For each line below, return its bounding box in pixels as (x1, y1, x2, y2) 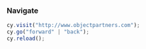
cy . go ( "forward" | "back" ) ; (6, 28, 90, 36)
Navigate (6, 6, 39, 16)
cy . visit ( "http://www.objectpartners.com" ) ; (6, 22, 140, 29)
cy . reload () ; (6, 35, 45, 43)
